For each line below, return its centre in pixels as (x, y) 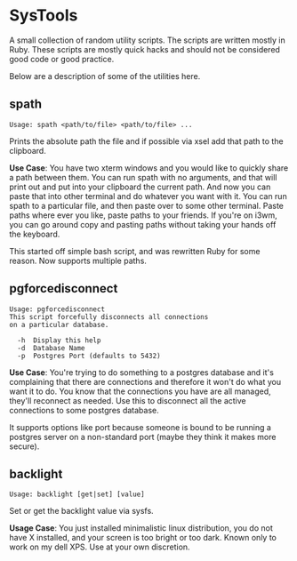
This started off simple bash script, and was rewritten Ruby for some (135, 251)
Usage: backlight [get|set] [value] (77, 494)
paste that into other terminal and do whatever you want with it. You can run (148, 196)
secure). (24, 446)
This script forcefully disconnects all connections (109, 317)
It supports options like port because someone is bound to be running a (140, 427)
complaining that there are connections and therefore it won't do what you (145, 381)
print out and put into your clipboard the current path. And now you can (140, 187)
